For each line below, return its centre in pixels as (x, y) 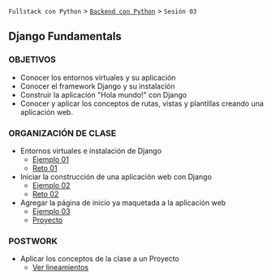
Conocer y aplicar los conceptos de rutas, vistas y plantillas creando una (142, 103)
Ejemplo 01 (50, 159)
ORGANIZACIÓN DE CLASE (63, 133)
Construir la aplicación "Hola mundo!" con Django (104, 94)
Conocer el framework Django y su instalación (97, 86)
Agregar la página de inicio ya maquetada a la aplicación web (123, 203)
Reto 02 (45, 194)
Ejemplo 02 (51, 185)
